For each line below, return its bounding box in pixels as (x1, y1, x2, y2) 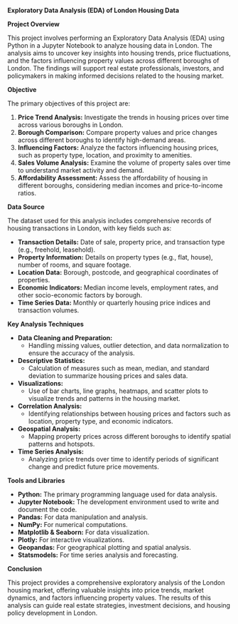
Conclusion (7, 565, 43, 573)
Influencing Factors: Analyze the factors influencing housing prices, (17, 143, 219, 152)
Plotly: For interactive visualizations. (17, 536, 124, 544)
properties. (17, 276, 50, 284)
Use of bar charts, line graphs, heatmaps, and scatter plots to (28, 387, 208, 395)
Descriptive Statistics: (17, 357, 85, 364)
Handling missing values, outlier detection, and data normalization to (28, 342, 229, 349)
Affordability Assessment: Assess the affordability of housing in (17, 174, 208, 182)
